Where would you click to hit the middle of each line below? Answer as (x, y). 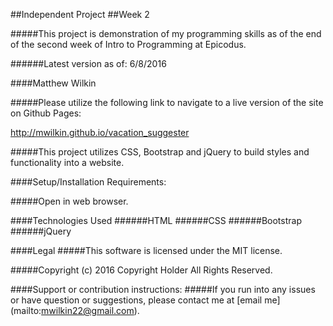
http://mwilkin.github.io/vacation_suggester (100, 132)
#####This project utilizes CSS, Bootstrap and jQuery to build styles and (160, 152)
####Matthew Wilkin (53, 83)
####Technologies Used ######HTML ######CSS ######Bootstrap (156, 220)
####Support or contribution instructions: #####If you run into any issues (163, 289)
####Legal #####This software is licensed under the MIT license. (146, 250)
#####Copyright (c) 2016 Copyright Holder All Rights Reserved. (141, 270)
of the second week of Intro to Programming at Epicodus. (128, 44)
